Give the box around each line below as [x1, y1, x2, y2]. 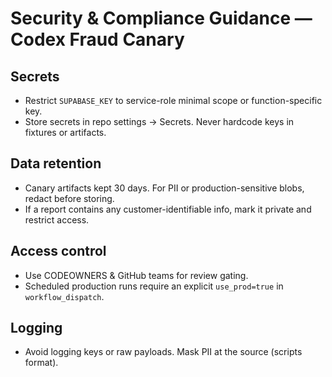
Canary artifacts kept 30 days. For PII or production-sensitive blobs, [24, 182, 305, 194]
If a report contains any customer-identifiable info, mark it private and [24, 203, 312, 215]
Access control [10, 243, 107, 260]
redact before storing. [24, 192, 115, 204]
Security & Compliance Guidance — [10, 7, 313, 30]
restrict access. [24, 213, 90, 226]
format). [24, 357, 59, 369]
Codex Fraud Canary [10, 28, 185, 51]
